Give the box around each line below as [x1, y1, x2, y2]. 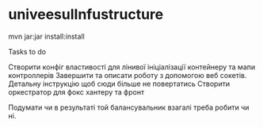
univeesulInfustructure [8, 6, 164, 24]
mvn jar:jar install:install [8, 32, 85, 41]
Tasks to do [8, 47, 47, 56]
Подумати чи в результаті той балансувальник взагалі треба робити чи [8, 103, 250, 112]
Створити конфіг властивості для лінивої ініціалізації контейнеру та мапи [8, 62, 256, 72]
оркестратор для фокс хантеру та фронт [8, 87, 145, 96]
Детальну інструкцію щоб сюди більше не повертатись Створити [8, 79, 231, 88]
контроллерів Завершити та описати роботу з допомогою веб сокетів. [8, 70, 247, 80]
